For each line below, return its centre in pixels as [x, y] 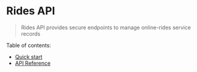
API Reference [33, 63]
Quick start [29, 57]
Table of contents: [29, 45]
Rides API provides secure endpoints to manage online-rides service [106, 27]
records [31, 33]
